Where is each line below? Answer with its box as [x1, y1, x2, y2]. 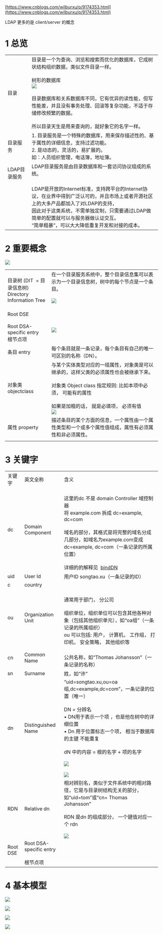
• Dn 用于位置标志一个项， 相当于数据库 [64, 728, 155, 734]
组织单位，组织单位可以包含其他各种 [64, 609, 147, 616]
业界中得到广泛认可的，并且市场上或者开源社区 [46, 193, 153, 200]
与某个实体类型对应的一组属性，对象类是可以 [51, 361, 154, 368]
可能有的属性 [62, 389, 92, 396]
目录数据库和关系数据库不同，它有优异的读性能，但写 [31, 95, 153, 101]
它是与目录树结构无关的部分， [73, 786, 142, 793]
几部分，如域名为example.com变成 [64, 536, 143, 543]
